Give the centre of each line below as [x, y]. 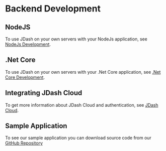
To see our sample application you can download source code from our [78, 138]
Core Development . [25, 77]
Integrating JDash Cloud [44, 93]
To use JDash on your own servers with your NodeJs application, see [76, 39]
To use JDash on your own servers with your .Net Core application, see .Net [83, 72]
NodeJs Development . [28, 44]
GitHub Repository [24, 143]
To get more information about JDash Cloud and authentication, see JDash [82, 105]
